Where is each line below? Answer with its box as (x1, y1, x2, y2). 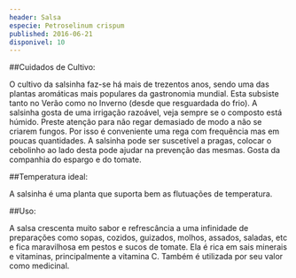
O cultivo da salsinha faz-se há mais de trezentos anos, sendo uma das (9, 79, 270, 89)
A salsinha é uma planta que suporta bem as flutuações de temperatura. (9, 189, 273, 199)
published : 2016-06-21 (9, 29, 93, 38)
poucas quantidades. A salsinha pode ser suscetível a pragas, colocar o (9, 135, 272, 146)
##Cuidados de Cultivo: (9, 62, 96, 73)
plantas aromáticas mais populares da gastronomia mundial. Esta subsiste (9, 89, 279, 99)
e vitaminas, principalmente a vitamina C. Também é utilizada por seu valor (9, 251, 284, 262)
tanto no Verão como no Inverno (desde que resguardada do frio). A (9, 98, 258, 109)
